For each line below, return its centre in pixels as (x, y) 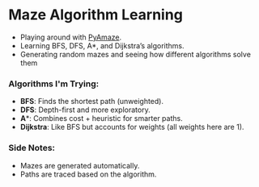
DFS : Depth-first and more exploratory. (85, 110)
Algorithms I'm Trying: (54, 84)
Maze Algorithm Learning (96, 15)
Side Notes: (32, 148)
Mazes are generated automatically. (80, 165)
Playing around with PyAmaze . (71, 37)
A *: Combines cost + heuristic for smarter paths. (102, 118)
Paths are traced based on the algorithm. (88, 174)
